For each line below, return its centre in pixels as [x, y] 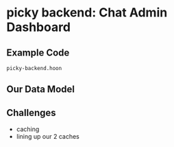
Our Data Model [40, 90]
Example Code [38, 53]
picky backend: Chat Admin [87, 13]
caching [28, 129]
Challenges [31, 112]
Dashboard [39, 27]
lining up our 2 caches [48, 137]
